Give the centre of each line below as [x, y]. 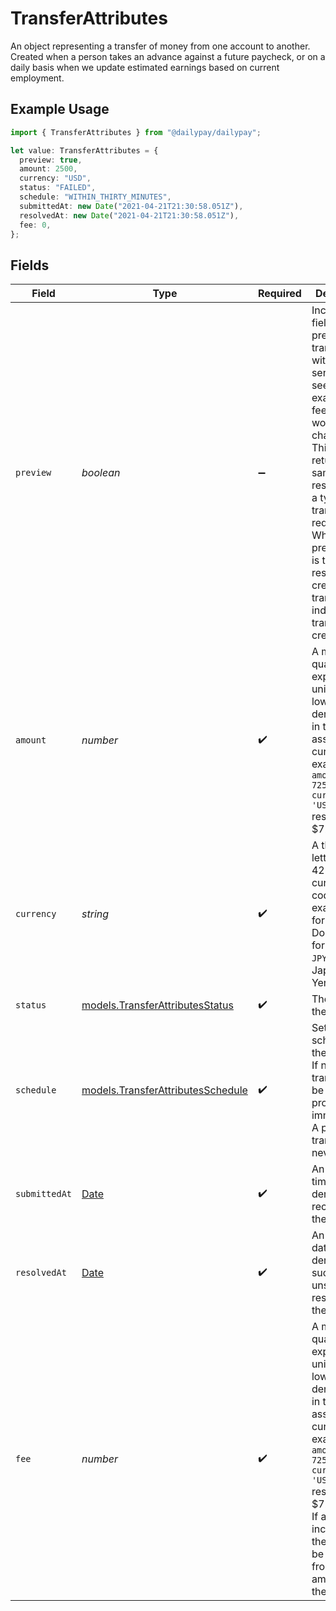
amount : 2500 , [48, 169]
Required [279, 294]
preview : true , [51, 160]
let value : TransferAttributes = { [84, 150]
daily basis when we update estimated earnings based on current [145, 67]
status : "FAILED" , [58, 188]
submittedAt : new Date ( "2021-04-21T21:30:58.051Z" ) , [131, 206]
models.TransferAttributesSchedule [164, 1090]
